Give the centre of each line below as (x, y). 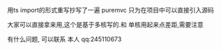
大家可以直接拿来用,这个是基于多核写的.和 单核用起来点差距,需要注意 (106, 25)
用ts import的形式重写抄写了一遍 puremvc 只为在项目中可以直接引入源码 (111, 10)
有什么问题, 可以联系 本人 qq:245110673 (64, 39)
